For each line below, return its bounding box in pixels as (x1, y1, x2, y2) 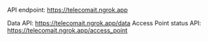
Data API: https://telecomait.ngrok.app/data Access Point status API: (7, 19, 202, 27)
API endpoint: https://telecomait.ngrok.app (7, 6, 128, 14)
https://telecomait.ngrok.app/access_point (7, 27, 128, 34)
